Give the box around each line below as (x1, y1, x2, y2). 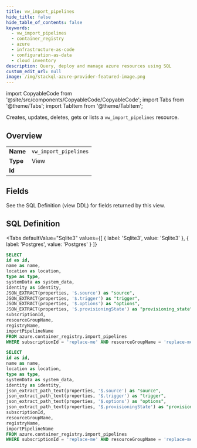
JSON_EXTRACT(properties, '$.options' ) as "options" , (6, 301, 141, 307)
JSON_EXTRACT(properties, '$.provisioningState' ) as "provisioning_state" (6, 306, 193, 312)
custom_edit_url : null (6, 69, 62, 74)
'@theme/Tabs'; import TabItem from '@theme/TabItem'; (6, 102, 143, 110)
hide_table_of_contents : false (6, 19, 83, 25)
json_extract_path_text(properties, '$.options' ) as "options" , (6, 399, 167, 405)
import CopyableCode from (6, 90, 72, 97)
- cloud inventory (11, 57, 57, 63)
